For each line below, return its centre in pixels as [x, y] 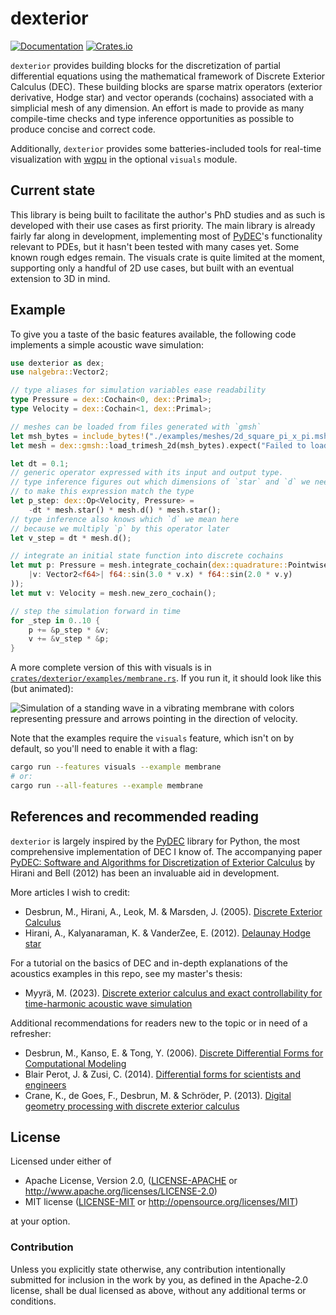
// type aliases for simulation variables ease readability [138, 390]
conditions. [33, 1301]
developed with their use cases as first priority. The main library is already [163, 225]
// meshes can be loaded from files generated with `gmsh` [136, 427]
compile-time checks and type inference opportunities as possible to [152, 118]
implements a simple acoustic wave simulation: [107, 344]
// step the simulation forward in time [96, 611]
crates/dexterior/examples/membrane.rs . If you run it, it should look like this [166, 678]
